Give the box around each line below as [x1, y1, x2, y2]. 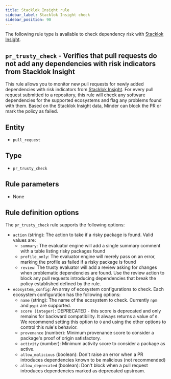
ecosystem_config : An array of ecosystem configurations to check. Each [12, 286, 164, 292]
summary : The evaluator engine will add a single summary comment [20, 243, 161, 249]
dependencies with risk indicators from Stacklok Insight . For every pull [5, 87, 154, 93]
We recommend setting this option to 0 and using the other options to [20, 319, 166, 325]
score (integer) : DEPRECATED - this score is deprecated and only [20, 308, 161, 314]
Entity [5, 123, 25, 132]
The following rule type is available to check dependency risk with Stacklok [5, 31, 164, 37]
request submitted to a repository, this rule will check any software [5, 92, 145, 98]
